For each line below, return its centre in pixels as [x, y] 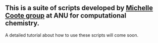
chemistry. [22, 23]
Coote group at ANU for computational [66, 16]
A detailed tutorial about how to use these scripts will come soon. [72, 35]
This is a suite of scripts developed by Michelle [79, 8]
